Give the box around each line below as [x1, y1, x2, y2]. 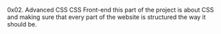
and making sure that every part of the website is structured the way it [7, 13, 206, 21]
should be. [7, 20, 38, 28]
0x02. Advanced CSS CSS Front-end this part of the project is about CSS [7, 6, 214, 14]
